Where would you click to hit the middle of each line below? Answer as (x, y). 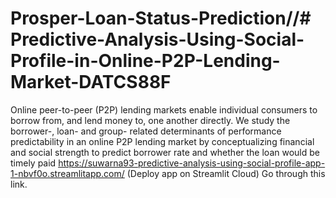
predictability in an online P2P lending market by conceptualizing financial (162, 141)
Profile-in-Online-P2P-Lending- (145, 61)
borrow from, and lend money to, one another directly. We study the (150, 120)
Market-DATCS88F (91, 82)
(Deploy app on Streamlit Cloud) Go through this (226, 173)
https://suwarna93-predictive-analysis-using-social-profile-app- (192, 163)
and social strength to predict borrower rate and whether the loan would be (165, 152)
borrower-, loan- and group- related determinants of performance (146, 131)
